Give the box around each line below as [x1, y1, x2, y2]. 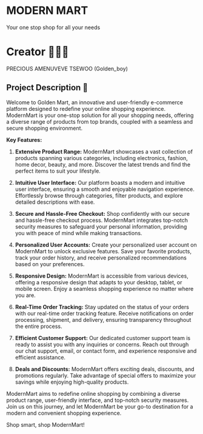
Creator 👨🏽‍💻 [6, 45, 69, 59]
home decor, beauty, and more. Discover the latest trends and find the [15, 161, 191, 168]
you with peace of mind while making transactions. [15, 229, 142, 236]
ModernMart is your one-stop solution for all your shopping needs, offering [6, 112, 194, 119]
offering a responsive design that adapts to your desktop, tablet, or [15, 278, 182, 285]
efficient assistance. [15, 353, 65, 361]
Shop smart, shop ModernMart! [6, 421, 85, 428]
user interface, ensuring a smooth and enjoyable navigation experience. [15, 185, 195, 193]
